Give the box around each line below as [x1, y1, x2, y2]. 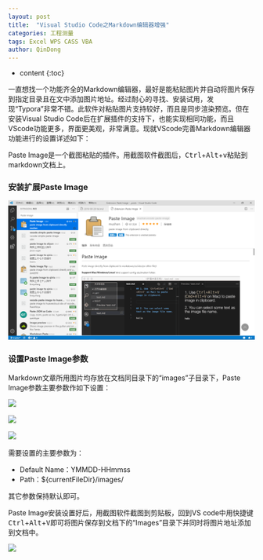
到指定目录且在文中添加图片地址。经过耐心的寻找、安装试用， [8, 94, 207, 104]
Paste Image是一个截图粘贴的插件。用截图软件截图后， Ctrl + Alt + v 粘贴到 [8, 150, 248, 160]
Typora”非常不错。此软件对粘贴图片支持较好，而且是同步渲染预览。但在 [18, 104, 250, 114]
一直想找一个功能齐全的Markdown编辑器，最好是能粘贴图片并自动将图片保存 [8, 85, 255, 94]
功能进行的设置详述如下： [8, 134, 91, 143]
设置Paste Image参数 [8, 353, 88, 364]
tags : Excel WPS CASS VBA [8, 38, 92, 46]
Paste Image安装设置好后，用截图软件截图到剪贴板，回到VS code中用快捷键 [8, 507, 254, 518]
